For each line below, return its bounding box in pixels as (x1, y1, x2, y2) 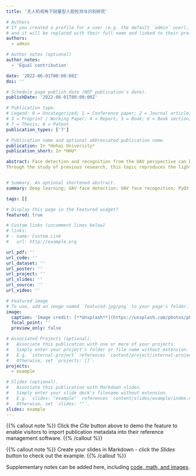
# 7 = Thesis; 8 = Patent (6, 121, 69, 127)
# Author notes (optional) (6, 52, 72, 57)
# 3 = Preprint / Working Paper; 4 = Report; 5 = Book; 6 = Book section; (6, 116, 192, 122)
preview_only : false (11, 326, 61, 331)
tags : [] (6, 196, 27, 202)
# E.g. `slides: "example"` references (6, 395, 108, 401)
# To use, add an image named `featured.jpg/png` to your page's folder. (6, 303, 190, 309)
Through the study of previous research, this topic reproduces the (6, 165, 176, 170)
